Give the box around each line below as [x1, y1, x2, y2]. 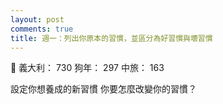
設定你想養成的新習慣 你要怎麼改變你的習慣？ [10, 83, 197, 95]
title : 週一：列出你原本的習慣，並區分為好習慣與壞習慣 [10, 33, 213, 43]
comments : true [10, 24, 74, 34]
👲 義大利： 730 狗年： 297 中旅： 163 [10, 62, 165, 74]
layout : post [10, 14, 65, 25]
